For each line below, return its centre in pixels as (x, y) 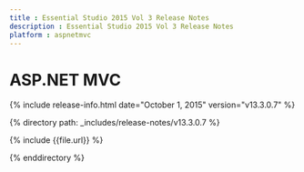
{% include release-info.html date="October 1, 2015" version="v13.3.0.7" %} (152, 105)
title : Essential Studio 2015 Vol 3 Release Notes (109, 18)
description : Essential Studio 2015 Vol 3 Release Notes (122, 26)
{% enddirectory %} (47, 158)
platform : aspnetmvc (51, 35)
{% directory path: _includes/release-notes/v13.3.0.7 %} (115, 123)
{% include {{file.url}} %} (56, 140)
